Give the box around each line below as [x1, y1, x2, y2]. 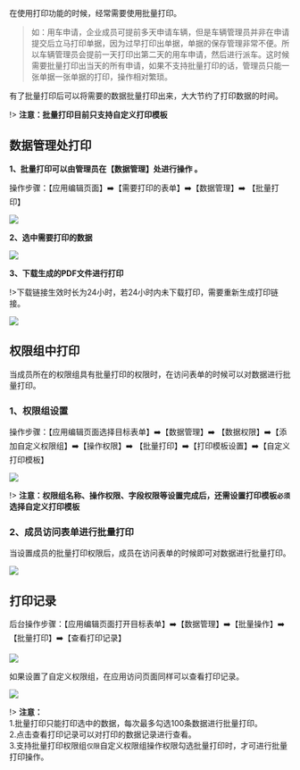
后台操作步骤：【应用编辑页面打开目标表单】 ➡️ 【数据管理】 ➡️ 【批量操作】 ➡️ [9, 619, 286, 630]
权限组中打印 [9, 343, 80, 359]
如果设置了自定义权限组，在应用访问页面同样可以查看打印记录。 [9, 671, 244, 682]
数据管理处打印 [9, 138, 92, 154]
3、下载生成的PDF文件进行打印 [9, 267, 124, 279]
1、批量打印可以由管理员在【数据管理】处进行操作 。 [9, 163, 203, 174]
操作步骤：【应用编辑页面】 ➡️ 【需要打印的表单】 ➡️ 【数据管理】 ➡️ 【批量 [9, 182, 272, 193]
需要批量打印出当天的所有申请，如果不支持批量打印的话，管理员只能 [30, 61, 282, 71]
